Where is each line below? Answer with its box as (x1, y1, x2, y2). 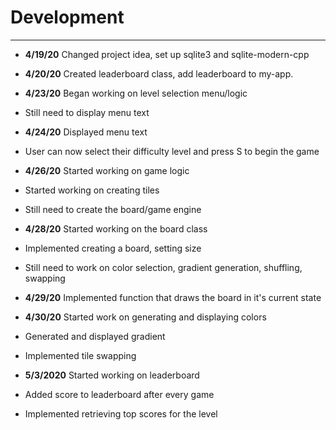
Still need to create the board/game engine (24, 203, 202, 215)
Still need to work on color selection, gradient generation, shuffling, (24, 261, 303, 273)
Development (10, 6, 125, 29)
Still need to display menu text (24, 106, 150, 118)
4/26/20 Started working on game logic (24, 164, 190, 176)
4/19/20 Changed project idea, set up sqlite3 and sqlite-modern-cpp (24, 48, 310, 60)
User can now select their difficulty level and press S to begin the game (24, 145, 320, 157)
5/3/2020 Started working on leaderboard (24, 369, 200, 381)
